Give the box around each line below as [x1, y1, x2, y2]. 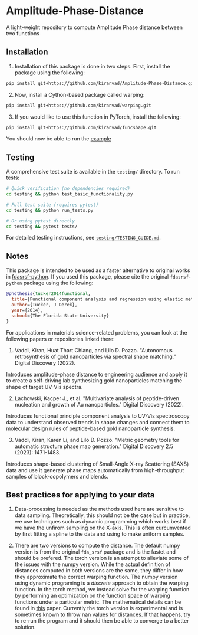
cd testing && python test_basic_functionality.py [6, 191, 133, 197]
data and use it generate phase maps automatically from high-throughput [6, 466, 184, 473]
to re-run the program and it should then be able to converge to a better [14, 617, 189, 624]
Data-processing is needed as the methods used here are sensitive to [14, 506, 184, 513]
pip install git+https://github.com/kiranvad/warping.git [6, 102, 151, 109]
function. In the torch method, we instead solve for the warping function [14, 586, 190, 593]
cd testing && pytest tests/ [6, 223, 78, 230]
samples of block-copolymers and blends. [6, 473, 109, 480]
